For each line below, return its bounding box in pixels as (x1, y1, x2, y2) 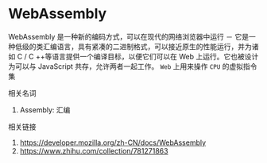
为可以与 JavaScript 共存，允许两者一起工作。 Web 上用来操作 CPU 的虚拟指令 (8, 61, 257, 71)
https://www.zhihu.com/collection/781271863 (19, 146, 168, 155)
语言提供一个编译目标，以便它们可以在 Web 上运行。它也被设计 (51, 51, 259, 61)
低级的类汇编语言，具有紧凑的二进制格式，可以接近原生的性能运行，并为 (14, 41, 252, 51)
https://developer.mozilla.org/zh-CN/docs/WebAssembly (19, 138, 207, 147)
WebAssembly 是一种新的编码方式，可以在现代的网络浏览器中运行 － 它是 (8, 32, 249, 41)
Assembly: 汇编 (19, 104, 71, 115)
